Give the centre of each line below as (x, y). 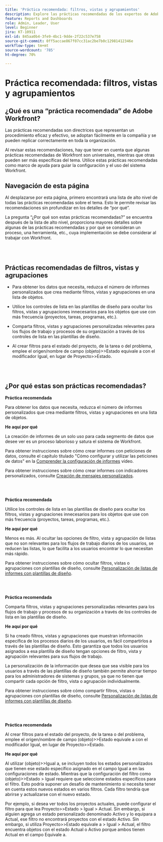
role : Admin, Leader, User (32, 23)
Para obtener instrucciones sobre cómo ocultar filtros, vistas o (67, 563)
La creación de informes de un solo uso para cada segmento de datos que (80, 436)
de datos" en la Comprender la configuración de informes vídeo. (69, 461)
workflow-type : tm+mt (27, 46)
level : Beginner (21, 28)
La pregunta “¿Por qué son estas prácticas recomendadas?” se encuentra (79, 217)
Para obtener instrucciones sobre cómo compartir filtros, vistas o (70, 690)
